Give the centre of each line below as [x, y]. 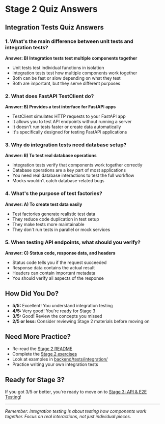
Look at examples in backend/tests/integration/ [60, 359]
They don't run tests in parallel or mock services [61, 229]
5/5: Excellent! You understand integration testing [62, 305]
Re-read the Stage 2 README [42, 349]
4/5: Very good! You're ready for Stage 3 [54, 311]
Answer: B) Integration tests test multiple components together [71, 58]
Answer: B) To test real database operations [51, 156]
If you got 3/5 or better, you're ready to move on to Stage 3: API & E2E [76, 391]
